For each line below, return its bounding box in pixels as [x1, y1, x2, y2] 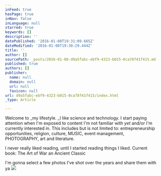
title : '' [5, 48, 25, 53]
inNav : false [5, 16, 32, 21]
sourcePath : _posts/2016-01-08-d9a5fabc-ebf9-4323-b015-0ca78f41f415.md [5, 57, 156, 62]
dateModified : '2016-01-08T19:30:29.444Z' [5, 43, 93, 48]
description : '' [5, 35, 38, 39]
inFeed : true [5, 7, 32, 12]
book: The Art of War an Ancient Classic [5, 150, 86, 156]
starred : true [5, 25, 34, 30]
